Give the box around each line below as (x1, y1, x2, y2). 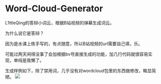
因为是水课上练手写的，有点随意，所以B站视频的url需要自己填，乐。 (5, 40, 143, 47)
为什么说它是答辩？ (5, 30, 44, 36)
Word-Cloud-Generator (5, 3, 103, 14)
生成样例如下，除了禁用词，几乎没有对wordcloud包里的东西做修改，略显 (5, 67, 152, 74)
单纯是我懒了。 (13, 57, 44, 63)
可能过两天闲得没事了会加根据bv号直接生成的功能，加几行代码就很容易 (5, 51, 149, 57)
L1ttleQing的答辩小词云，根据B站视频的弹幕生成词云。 (5, 20, 115, 26)
